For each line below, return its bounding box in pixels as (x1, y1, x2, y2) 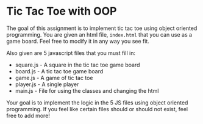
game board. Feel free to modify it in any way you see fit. (6, 37, 149, 45)
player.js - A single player (15, 81, 79, 88)
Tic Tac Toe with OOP (6, 4, 117, 18)
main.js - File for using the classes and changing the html (15, 87, 159, 94)
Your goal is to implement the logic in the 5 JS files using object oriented (6, 99, 188, 106)
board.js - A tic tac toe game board (15, 67, 104, 75)
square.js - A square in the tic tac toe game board (15, 61, 140, 68)
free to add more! (6, 112, 51, 119)
